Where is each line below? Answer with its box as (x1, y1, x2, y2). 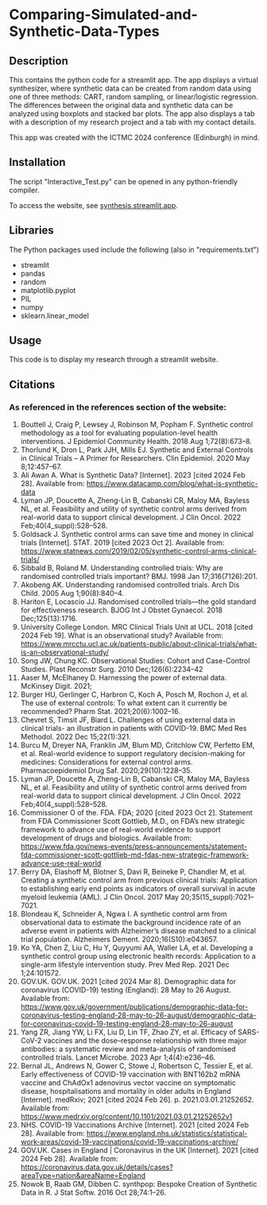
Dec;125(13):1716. (20, 614, 78, 624)
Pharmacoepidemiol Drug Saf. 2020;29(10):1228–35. (20, 766, 193, 775)
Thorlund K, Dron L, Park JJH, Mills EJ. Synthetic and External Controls (20, 445, 253, 454)
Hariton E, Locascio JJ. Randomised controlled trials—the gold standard (20, 597, 257, 607)
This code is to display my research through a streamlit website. (9, 355, 219, 365)
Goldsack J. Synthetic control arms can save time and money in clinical (20, 530, 253, 539)
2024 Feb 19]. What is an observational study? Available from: (20, 631, 223, 640)
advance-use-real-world (20, 859, 102, 868)
